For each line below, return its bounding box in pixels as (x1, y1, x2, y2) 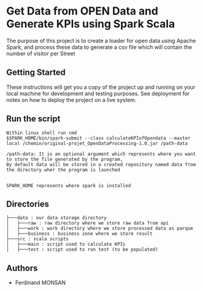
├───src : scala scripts (6, 236, 69, 242)
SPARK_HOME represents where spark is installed (6, 182, 131, 188)
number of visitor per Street (6, 50, 76, 57)
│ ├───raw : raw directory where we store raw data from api (6, 220, 169, 226)
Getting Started (6, 68, 66, 78)
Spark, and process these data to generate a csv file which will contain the (6, 43, 192, 51)
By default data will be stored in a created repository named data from (6, 161, 197, 167)
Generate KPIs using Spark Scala (6, 17, 175, 31)
